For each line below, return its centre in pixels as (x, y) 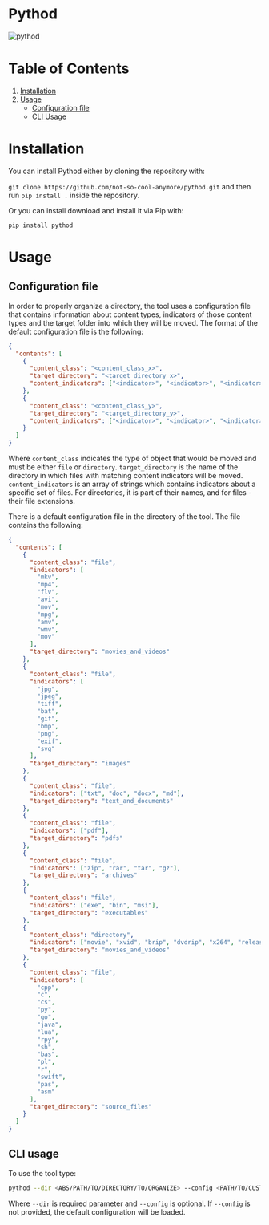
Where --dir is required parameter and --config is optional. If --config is (129, 1203)
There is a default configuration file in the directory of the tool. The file (124, 517)
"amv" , (48, 622)
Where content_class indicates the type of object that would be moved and (132, 459)
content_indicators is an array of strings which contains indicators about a (132, 484)
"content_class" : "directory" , (82, 935)
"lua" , (48, 1032)
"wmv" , (48, 629)
